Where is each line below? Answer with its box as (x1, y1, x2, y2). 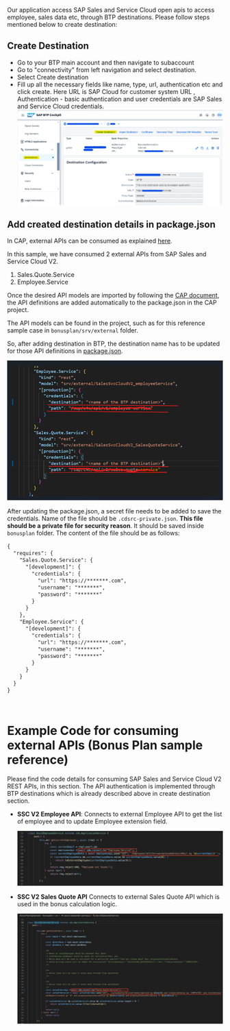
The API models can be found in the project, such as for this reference (7, 319, 205, 328)
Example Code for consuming (7, 723, 179, 739)
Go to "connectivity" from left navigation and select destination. (16, 65, 197, 74)
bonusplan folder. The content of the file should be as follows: (7, 529, 180, 537)
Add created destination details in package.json (7, 219, 216, 230)
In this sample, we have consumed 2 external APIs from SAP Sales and (7, 250, 207, 258)
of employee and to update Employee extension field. (16, 817, 168, 825)
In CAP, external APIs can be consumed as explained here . (7, 236, 172, 245)
